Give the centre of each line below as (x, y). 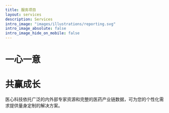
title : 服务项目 (21, 10)
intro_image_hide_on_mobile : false (43, 33)
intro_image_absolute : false (36, 29)
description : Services (29, 19)
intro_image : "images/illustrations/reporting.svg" (60, 24)
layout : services (23, 15)
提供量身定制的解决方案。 (36, 105)
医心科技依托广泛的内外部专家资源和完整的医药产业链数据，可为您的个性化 (82, 99)
